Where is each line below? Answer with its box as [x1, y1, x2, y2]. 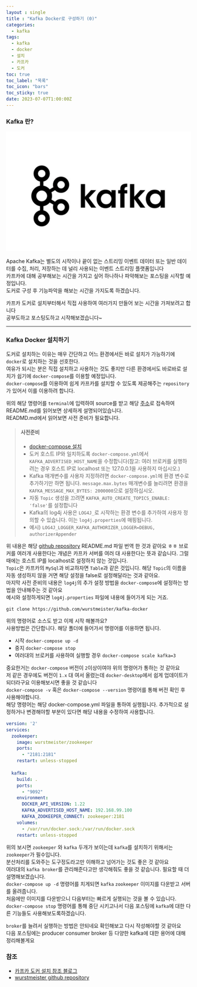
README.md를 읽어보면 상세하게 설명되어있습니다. [6, 407, 123, 414]
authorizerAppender [29, 531, 77, 537]
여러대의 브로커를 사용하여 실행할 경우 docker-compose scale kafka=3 [14, 652, 176, 659]
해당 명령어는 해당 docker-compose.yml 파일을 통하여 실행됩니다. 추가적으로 [6, 700, 183, 708]
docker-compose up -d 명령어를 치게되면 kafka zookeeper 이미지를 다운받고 [6, 880, 180, 887]
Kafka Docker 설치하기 [6, 336, 69, 344]
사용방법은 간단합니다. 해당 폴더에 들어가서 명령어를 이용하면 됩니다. [6, 624, 161, 631]
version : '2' [6, 720, 38, 726]
